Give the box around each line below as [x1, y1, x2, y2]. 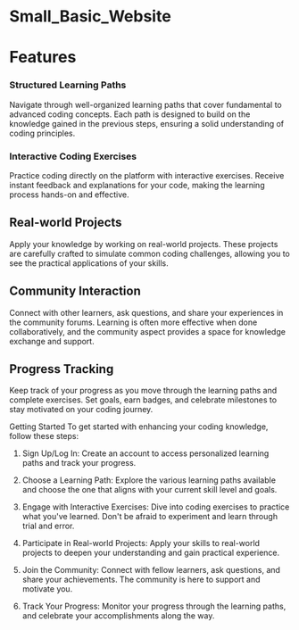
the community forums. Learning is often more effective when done [9, 317, 258, 327]
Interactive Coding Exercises [9, 150, 137, 162]
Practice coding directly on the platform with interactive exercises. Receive [9, 170, 285, 180]
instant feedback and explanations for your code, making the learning [9, 179, 265, 190]
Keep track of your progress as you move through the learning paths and [9, 385, 278, 396]
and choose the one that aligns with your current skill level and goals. [21, 485, 278, 495]
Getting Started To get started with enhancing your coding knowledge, [9, 421, 269, 432]
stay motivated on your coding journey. [9, 404, 154, 415]
